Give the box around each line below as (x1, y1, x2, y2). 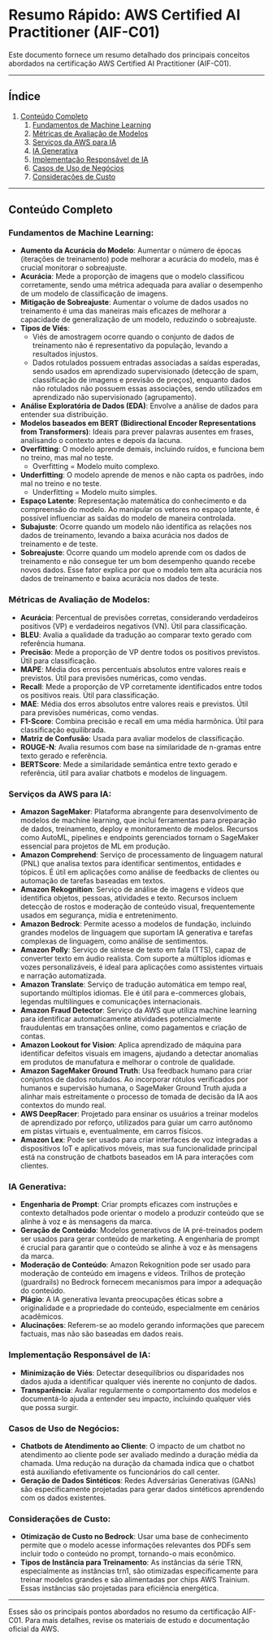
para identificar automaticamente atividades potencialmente (19, 1014, 222, 1024)
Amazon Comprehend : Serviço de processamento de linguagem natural (19, 850, 263, 860)
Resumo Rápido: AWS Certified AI (8, 6, 241, 24)
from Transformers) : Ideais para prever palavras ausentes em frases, (19, 427, 254, 436)
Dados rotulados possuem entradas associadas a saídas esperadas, (32, 358, 261, 367)
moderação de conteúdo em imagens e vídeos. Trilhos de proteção (19, 1269, 245, 1278)
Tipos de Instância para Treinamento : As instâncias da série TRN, (19, 1558, 244, 1568)
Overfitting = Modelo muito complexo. (32, 462, 160, 471)
